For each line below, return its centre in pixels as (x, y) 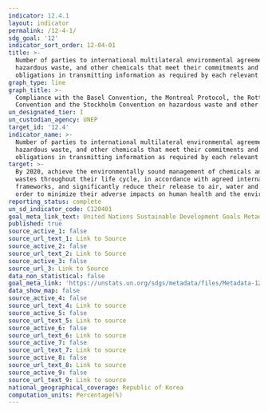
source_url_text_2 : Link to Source (67, 253)
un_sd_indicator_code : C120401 (60, 209)
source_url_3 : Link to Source (59, 269)
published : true (35, 224)
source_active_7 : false (48, 343)
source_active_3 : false (48, 261)
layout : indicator (39, 23)
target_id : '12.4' (39, 127)
